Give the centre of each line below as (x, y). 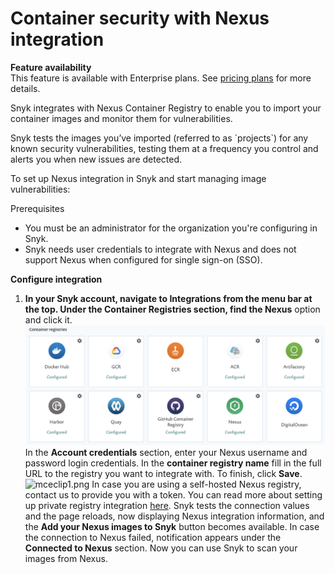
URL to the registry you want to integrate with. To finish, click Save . (163, 473)
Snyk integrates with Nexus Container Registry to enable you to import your (166, 108)
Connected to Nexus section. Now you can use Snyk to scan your (161, 548)
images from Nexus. (66, 558)
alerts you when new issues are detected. (96, 159)
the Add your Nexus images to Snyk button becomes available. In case (172, 526)
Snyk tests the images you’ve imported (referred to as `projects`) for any (159, 138)
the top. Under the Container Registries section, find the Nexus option (172, 309)
